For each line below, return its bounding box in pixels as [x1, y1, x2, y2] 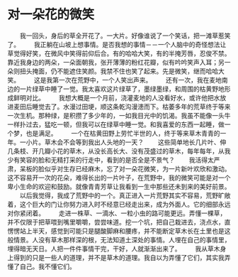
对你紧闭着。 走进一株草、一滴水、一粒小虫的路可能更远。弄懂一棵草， [7, 209, 227, 217]
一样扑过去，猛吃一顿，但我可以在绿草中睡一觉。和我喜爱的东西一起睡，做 [7, 120, 225, 129]
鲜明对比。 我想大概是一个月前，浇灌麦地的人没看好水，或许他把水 [13, 93, 220, 102]
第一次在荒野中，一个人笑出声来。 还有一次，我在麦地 [52, 75, 222, 84]
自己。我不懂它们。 [19, 262, 76, 271]
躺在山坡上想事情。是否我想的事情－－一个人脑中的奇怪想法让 [45, 40, 227, 48]
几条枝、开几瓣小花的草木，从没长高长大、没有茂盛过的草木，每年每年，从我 [7, 146, 231, 155]
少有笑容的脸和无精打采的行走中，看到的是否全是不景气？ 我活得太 [7, 156, 214, 164]
